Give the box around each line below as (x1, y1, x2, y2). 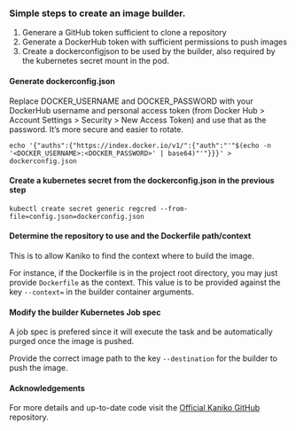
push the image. (9, 363, 68, 373)
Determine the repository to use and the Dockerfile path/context (9, 231, 252, 241)
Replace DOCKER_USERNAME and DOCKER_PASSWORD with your (9, 96, 254, 106)
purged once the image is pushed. (9, 336, 135, 347)
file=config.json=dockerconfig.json (9, 212, 144, 221)
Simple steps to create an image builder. (9, 7, 186, 20)
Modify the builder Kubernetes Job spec (9, 307, 161, 317)
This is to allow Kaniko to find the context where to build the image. (9, 250, 255, 261)
